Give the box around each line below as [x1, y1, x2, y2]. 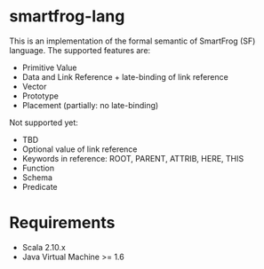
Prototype [21, 91, 60, 101]
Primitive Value [21, 62, 77, 73]
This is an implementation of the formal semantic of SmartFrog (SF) [9, 36, 256, 46]
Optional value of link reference [21, 144, 138, 154]
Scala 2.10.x [21, 241, 67, 252]
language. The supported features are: [9, 44, 151, 55]
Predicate [21, 181, 58, 192]
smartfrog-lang [9, 6, 125, 27]
